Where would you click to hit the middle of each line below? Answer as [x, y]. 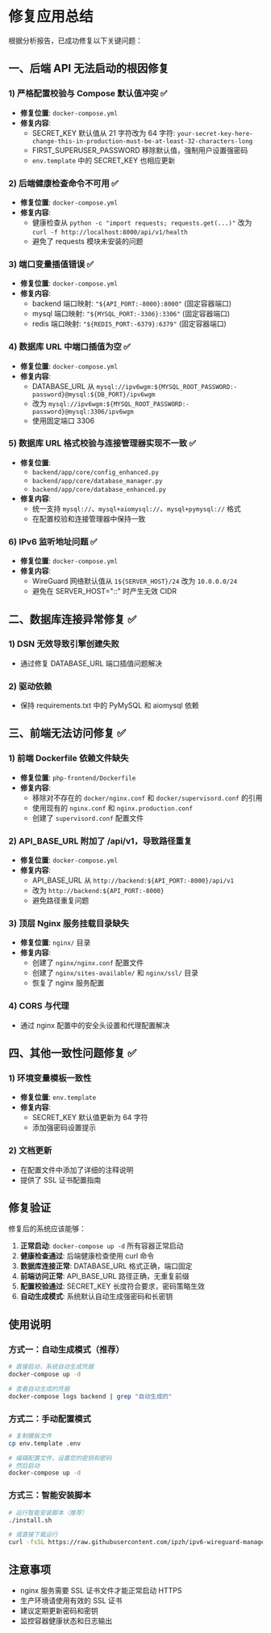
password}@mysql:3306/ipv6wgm [83, 412]
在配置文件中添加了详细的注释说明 [77, 1170]
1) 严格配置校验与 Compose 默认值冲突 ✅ [88, 94]
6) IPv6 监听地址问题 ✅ [53, 541]
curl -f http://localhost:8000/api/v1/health [110, 232]
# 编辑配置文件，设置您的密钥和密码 [60, 1458]
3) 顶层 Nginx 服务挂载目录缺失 [69, 923]
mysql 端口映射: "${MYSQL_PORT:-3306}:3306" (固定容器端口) [131, 314]
